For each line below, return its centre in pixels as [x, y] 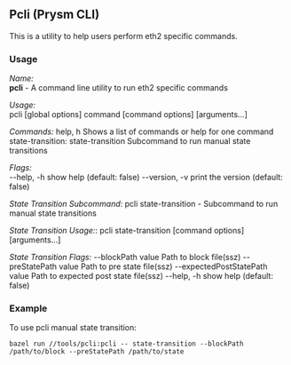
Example [28, 308]
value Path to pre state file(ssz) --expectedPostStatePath [163, 266]
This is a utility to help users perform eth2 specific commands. [123, 36]
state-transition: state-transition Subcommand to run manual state [130, 141]
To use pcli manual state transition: [73, 328]
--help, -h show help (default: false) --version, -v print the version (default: [146, 178]
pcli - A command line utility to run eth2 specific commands [119, 88]
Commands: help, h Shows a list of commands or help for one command [142, 131]
